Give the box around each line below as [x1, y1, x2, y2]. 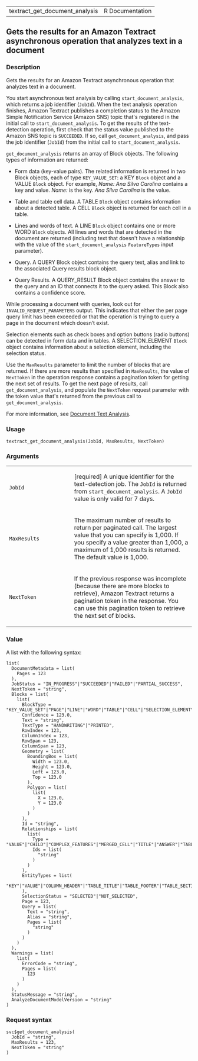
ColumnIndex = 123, [21, 733, 70, 738]
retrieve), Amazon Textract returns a [74, 589, 174, 598]
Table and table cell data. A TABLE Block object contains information [14, 198, 181, 205]
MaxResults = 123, [11, 1039, 57, 1045]
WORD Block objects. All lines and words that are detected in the [14, 228, 172, 236]
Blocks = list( [11, 691, 49, 697]
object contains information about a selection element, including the [6, 343, 171, 350]
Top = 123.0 [32, 774, 62, 780]
